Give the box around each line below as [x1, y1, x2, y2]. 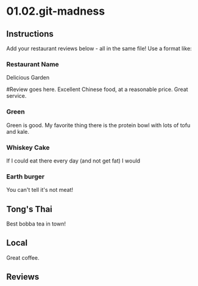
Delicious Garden [6, 74, 50, 81]
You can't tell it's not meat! [6, 186, 74, 194]
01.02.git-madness [6, 4, 105, 18]
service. [6, 92, 27, 100]
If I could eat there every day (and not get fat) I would [6, 157, 141, 164]
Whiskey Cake [6, 143, 50, 152]
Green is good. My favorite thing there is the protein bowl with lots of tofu [6, 121, 191, 129]
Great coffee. [6, 254, 40, 261]
